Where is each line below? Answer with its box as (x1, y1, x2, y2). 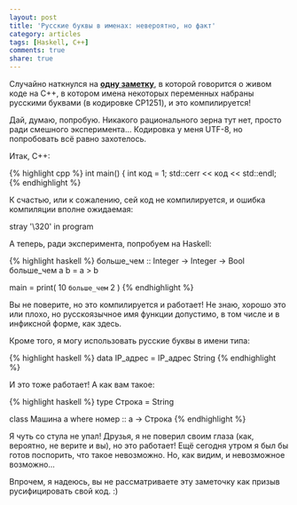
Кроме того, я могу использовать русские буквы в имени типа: (9, 335, 250, 346)
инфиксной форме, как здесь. (9, 319, 122, 328)
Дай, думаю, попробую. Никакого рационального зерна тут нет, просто (9, 114, 282, 125)
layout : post (9, 12, 58, 22)
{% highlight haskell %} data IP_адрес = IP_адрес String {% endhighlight (9, 352, 277, 363)
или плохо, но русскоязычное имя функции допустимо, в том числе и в (9, 309, 280, 320)
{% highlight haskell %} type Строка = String (9, 397, 175, 406)
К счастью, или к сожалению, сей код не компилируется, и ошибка (9, 194, 266, 205)
